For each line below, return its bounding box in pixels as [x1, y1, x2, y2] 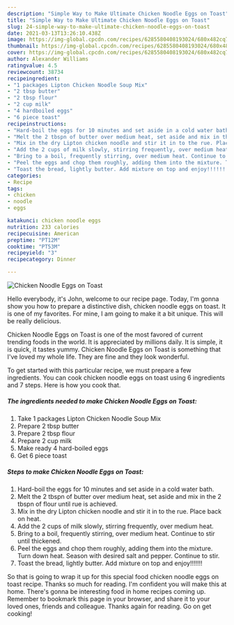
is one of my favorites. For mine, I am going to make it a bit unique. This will [7, 309, 224, 318]
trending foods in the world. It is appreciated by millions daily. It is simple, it [7, 338, 223, 346]
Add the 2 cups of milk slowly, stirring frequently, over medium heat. [17, 522, 214, 530]
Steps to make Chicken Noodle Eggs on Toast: [7, 468, 144, 476]
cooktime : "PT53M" [7, 243, 61, 250]
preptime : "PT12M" [7, 236, 61, 244]
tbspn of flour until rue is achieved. [17, 500, 118, 508]
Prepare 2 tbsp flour [17, 429, 75, 438]
